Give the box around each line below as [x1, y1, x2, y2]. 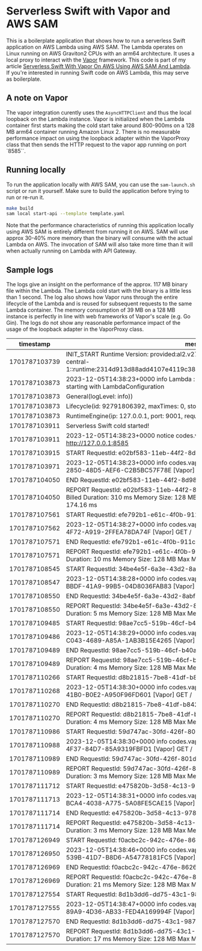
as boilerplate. [6, 75, 42, 83]
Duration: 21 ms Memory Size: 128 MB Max [66, 880, 190, 889]
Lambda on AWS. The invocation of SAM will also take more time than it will [6, 241, 194, 248]
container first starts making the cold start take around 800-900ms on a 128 [6, 122, 195, 129]
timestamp [19, 340, 51, 348]
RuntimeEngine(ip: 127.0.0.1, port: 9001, [66, 412, 183, 420]
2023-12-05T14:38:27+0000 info [66, 520, 168, 529]
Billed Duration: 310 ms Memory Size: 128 [66, 493, 186, 501]
